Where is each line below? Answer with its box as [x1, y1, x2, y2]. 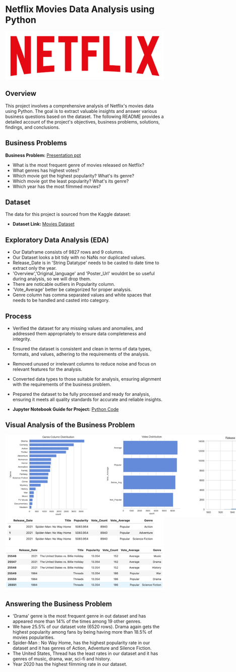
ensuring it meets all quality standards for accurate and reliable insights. [12, 397, 162, 403]
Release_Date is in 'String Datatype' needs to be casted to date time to [12, 260, 160, 266]
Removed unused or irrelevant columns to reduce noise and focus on [12, 361, 156, 367]
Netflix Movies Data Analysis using [5, 4, 155, 15]
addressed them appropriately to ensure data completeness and [12, 331, 146, 337]
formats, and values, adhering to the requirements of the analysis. [12, 351, 150, 357]
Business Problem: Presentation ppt [5, 152, 81, 158]
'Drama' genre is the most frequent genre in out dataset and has [12, 613, 146, 619]
